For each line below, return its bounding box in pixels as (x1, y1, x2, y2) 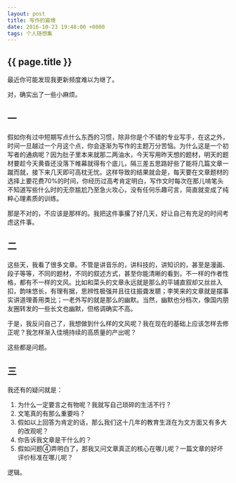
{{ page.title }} (7, 55, 72, 67)
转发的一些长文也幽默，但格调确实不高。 (19, 304, 137, 312)
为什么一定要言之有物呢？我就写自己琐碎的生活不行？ (17, 400, 172, 409)
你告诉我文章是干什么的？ (17, 435, 92, 444)
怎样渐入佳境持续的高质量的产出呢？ (31, 328, 137, 336)
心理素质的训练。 (13, 194, 63, 202)
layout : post (7, 10, 46, 18)
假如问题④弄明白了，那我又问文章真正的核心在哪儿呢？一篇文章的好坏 (17, 444, 223, 453)
